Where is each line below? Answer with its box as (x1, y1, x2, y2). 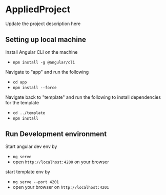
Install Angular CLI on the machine (5, 49, 78, 55)
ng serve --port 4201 (12, 179, 59, 185)
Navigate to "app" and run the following (5, 69, 89, 75)
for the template (5, 99, 39, 105)
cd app (12, 79, 27, 85)
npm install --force (12, 85, 57, 90)
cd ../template (12, 110, 46, 116)
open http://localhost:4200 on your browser (12, 159, 109, 165)
